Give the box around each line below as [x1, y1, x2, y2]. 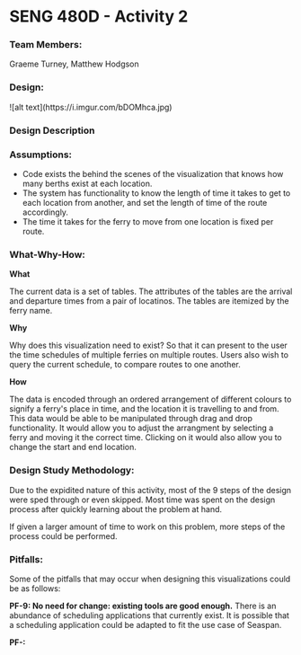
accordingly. [22, 207, 69, 217]
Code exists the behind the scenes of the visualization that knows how [22, 169, 284, 179]
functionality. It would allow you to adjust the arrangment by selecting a [9, 422, 274, 433]
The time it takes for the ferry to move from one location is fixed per [22, 217, 274, 226]
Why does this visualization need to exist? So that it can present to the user [9, 340, 288, 351]
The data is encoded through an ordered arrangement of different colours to [9, 394, 292, 405]
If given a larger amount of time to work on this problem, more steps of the [9, 521, 286, 532]
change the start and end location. [9, 442, 137, 453]
